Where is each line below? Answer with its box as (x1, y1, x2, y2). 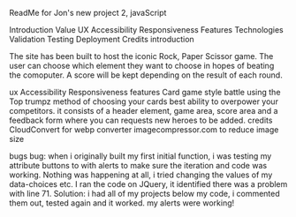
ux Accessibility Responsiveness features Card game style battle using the (9, 87, 281, 97)
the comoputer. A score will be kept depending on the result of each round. (9, 70, 283, 80)
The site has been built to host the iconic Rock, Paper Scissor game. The (9, 51, 274, 61)
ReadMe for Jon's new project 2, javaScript (9, 8, 167, 18)
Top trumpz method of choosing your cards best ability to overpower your (9, 96, 278, 107)
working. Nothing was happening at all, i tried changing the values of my (9, 169, 273, 180)
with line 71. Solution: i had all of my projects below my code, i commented (9, 189, 280, 198)
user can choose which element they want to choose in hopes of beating (9, 61, 275, 71)
